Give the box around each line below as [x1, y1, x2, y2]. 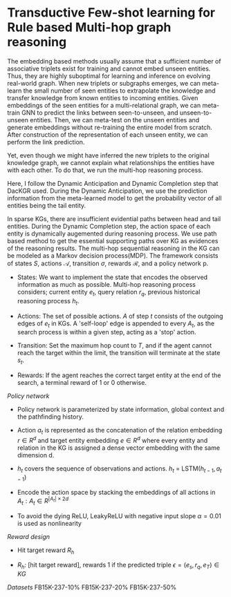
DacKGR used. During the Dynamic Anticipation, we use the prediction [7, 187, 207, 195]
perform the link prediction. [7, 138, 85, 146]
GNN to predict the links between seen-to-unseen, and [21, 108, 178, 117]
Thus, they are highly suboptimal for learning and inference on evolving [7, 71, 211, 80]
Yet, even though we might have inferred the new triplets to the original [7, 151, 210, 160]
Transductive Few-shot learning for [7, 5, 216, 21]
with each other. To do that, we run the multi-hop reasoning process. [7, 166, 203, 174]
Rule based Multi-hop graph [7, 19, 172, 35]
